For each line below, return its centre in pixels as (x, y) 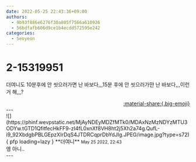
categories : (20, 33)
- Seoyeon (23, 39)
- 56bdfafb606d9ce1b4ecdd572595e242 (56, 28)
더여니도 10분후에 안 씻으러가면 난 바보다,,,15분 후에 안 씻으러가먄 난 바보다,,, (93, 84)
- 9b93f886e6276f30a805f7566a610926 (56, 22)
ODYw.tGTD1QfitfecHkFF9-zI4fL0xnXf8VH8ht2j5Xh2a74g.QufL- (83, 128)
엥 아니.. (15, 149)
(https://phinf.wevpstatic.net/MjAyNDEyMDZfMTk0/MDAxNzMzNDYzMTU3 (97, 122)
